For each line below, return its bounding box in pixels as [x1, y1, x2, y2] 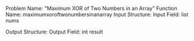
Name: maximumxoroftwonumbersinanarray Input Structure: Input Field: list [5, 11, 189, 18]
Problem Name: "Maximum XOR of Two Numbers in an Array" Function [5, 5, 177, 12]
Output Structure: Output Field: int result [5, 28, 103, 35]
